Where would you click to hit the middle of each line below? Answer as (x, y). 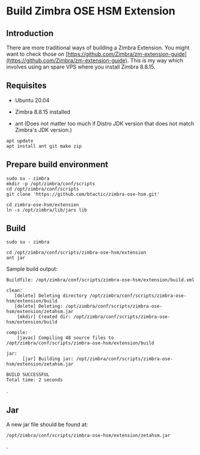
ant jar (16, 258)
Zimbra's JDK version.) (43, 130)
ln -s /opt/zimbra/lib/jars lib (47, 210)
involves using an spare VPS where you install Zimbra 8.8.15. (81, 67)
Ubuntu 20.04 (32, 100)
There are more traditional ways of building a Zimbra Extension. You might (98, 47)
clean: (14, 291)
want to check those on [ (37, 54)
